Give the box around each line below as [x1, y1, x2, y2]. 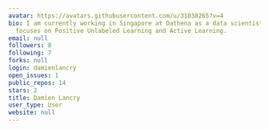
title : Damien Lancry [8, 94, 81, 102]
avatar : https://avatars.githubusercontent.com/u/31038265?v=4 [8, 11, 224, 20]
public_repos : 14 [8, 79, 66, 87]
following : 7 [8, 49, 52, 57]
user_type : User [8, 101, 62, 109]
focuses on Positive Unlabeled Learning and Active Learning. [15, 26, 227, 34]
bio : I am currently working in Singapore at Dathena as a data [8, 19, 227, 27]
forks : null [8, 57, 48, 65]
